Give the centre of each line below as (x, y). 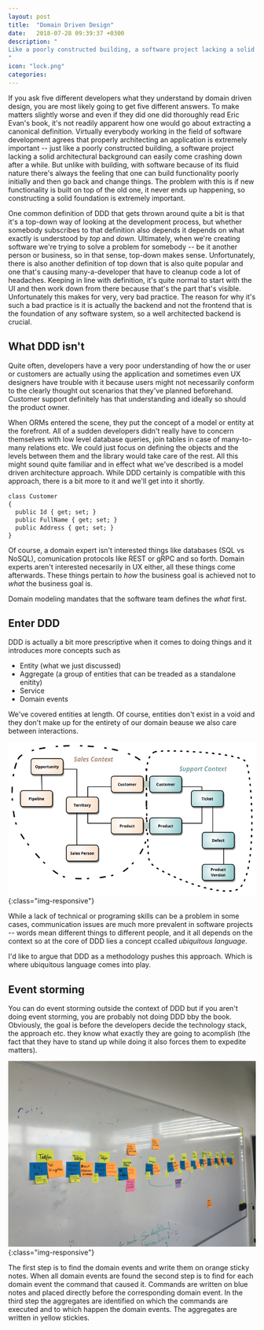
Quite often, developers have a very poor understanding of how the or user (130, 365)
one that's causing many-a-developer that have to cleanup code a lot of (125, 272)
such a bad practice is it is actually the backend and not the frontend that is (130, 305)
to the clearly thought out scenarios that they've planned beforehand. (121, 390)
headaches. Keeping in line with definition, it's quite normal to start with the (130, 280)
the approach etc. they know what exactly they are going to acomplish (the (129, 1034)
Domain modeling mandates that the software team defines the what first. (128, 599)
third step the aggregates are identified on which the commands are (118, 1301)
